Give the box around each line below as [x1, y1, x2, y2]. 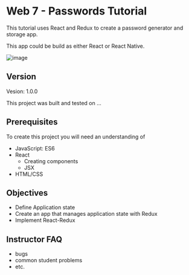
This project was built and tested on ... [6, 99, 101, 106]
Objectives [6, 187, 48, 198]
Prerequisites [6, 117, 58, 128]
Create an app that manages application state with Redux [14, 210, 158, 218]
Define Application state [14, 204, 75, 211]
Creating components [24, 157, 78, 164]
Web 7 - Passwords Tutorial [6, 4, 147, 18]
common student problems [14, 257, 83, 264]
